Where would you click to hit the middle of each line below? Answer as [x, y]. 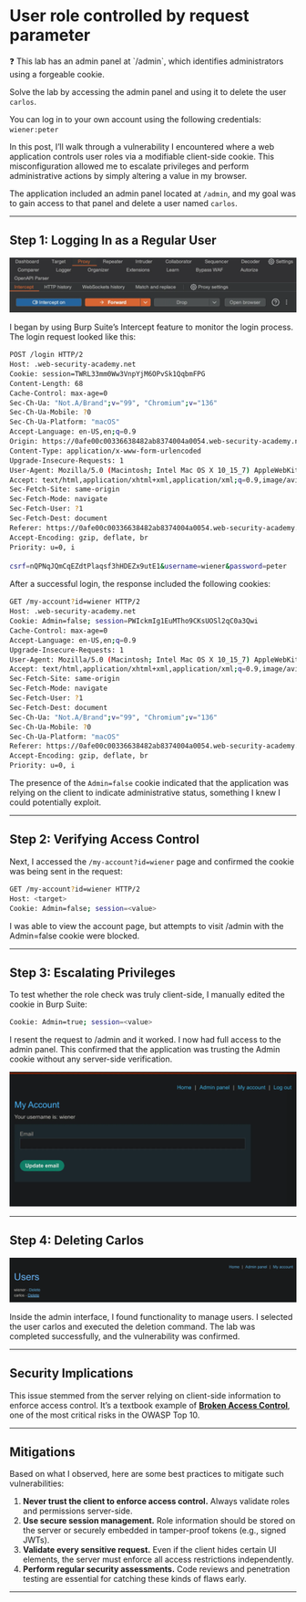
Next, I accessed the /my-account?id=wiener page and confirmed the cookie [152, 861]
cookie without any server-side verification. [91, 1059]
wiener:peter [34, 130]
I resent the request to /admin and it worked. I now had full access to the [146, 1040]
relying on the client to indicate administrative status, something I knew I [145, 793]
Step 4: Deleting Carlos [76, 1241]
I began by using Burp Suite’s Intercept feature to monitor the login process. [152, 327]
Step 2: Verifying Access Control [105, 839]
